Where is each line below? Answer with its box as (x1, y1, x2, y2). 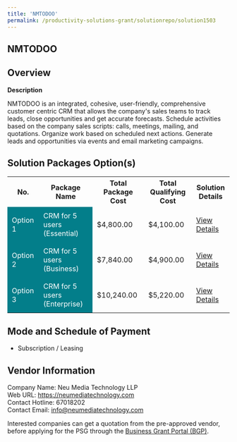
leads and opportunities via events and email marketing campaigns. (7, 137, 204, 145)
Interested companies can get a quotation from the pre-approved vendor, (7, 419, 221, 428)
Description (7, 85, 43, 94)
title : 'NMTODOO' (7, 10, 59, 18)
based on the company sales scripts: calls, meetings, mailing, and (7, 121, 199, 130)
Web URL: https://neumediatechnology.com (7, 391, 135, 399)
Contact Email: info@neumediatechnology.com (7, 406, 144, 415)
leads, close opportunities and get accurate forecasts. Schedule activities (7, 114, 221, 123)
